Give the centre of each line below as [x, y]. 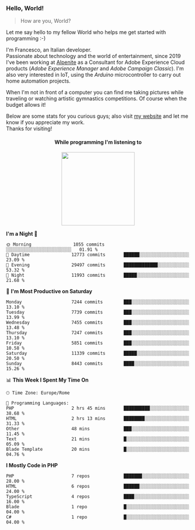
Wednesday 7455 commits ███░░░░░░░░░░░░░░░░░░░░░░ [98, 322]
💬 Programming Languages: [37, 403]
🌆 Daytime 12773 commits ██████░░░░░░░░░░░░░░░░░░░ [98, 254]
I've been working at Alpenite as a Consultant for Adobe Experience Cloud [95, 62]
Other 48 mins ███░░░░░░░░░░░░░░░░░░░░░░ [98, 429]
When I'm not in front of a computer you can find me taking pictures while [95, 93]
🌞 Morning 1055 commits [55, 244]
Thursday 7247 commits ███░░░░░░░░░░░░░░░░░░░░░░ [98, 332]
